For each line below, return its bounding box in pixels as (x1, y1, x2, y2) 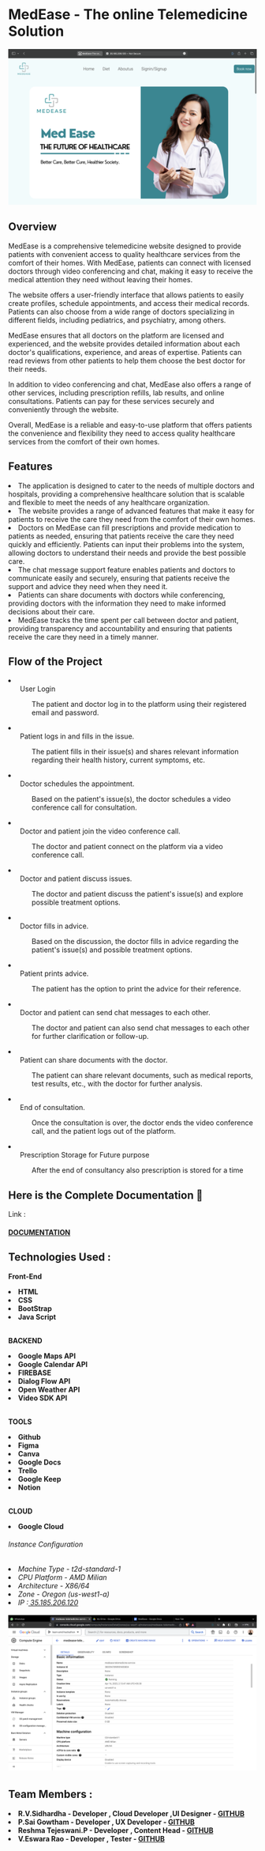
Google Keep (18, 1474, 62, 1483)
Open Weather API (18, 1384, 80, 1394)
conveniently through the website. (8, 405, 119, 414)
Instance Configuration (8, 1539, 84, 1549)
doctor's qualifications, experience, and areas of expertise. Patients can (8, 347, 242, 357)
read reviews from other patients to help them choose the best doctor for (8, 356, 246, 365)
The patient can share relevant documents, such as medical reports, (31, 1071, 254, 1080)
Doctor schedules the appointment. (19, 779, 135, 788)
